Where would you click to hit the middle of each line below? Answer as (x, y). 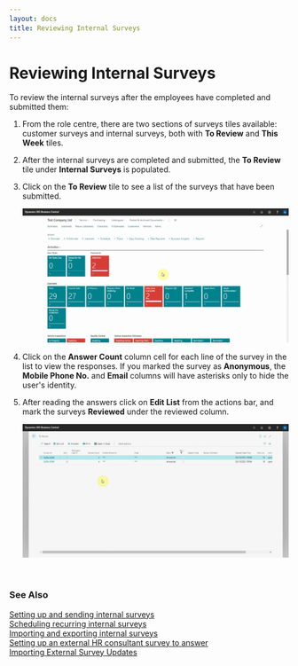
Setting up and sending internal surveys (82, 614)
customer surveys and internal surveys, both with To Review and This (150, 134)
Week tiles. (43, 143)
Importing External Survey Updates (73, 652)
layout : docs (33, 19)
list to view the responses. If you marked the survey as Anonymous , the (154, 366)
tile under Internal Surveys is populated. (96, 169)
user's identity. (49, 385)
